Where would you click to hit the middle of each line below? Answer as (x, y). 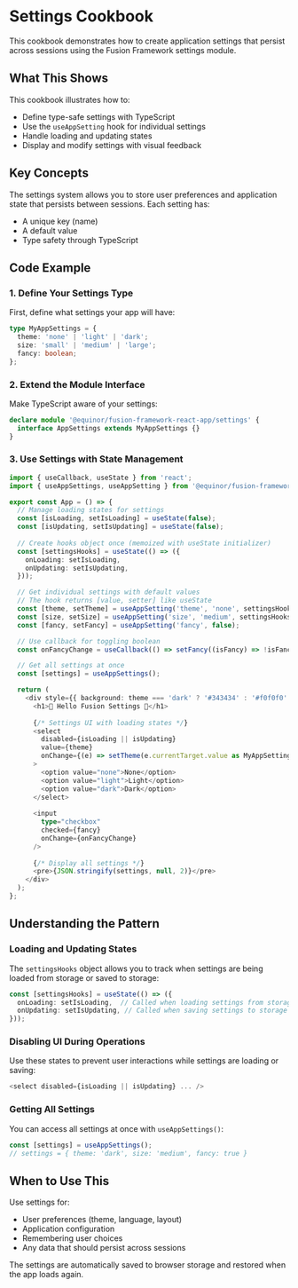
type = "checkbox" (71, 822)
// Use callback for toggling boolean (89, 641)
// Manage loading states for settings (91, 510)
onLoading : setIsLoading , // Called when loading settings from (141, 1002)
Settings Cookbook (81, 16)
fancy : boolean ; (47, 353)
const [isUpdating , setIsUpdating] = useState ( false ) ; (121, 527)
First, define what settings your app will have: (92, 312)
